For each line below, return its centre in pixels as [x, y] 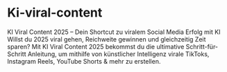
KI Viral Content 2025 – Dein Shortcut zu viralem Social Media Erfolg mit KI [114, 32]
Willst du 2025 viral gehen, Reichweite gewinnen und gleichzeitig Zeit [107, 39]
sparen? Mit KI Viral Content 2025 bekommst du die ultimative [96, 46]
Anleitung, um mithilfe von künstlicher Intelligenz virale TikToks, [118, 54]
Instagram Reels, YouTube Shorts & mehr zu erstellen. [84, 61]
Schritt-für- [202, 46]
